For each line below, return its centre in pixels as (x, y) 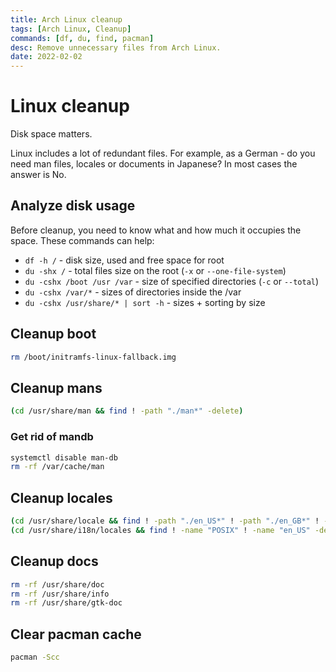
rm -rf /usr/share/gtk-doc (66, 603)
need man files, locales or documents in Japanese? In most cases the (154, 164)
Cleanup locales (61, 497)
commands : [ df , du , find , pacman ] (82, 38)
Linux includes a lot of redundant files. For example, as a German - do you (163, 153)
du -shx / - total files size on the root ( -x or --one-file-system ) (155, 270)
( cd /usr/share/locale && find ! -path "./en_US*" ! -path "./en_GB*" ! (165, 521)
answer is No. (38, 175)
